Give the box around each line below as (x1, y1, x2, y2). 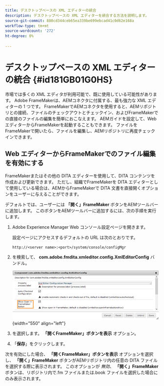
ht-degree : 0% (5, 34, 34, 39)
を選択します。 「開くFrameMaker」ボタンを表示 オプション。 (12, 330, 139, 337)
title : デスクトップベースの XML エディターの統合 (5, 8, 97, 13)
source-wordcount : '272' (5, 28, 56, 34)
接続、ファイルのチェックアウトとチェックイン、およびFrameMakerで (18, 109, 159, 115)
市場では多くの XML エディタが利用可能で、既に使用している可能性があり (5, 91, 153, 97)
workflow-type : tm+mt (5, 23, 49, 28)
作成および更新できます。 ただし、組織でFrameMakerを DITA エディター (5, 179, 150, 185)
